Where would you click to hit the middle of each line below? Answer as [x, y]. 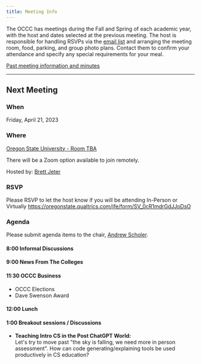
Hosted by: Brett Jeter [33, 171]
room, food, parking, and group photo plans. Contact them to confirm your [98, 48]
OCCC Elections [35, 289]
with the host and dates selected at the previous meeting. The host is [91, 35]
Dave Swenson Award [42, 295]
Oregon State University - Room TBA [51, 148]
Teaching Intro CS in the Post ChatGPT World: [73, 336]
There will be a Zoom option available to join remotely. [73, 160]
